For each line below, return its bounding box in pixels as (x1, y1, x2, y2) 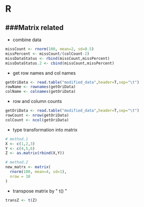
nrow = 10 (10, 174, 30, 179)
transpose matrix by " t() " (12, 188, 67, 194)
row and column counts (12, 98, 62, 105)
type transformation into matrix (12, 126, 78, 132)
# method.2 (5, 160, 28, 165)
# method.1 (5, 136, 28, 142)
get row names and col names (12, 70, 76, 76)
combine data (12, 37, 42, 43)
